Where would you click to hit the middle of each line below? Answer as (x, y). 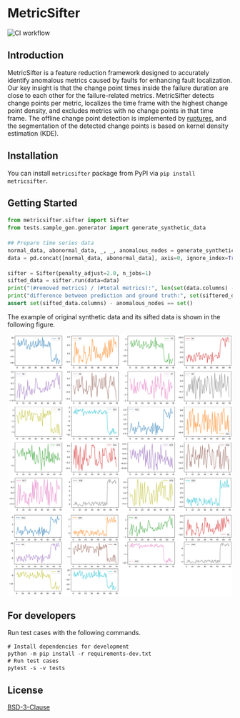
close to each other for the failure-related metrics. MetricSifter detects (111, 95)
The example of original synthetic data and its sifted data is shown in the (114, 316)
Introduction (36, 55)
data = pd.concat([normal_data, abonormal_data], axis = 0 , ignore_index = (118, 258)
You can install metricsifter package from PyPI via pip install (101, 173)
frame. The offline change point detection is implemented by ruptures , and (117, 118)
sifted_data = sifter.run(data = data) (64, 281)
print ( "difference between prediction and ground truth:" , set (104, 296)
